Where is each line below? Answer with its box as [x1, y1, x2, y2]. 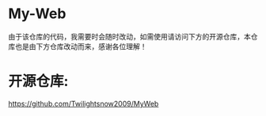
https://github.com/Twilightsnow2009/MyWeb [8, 99, 159, 108]
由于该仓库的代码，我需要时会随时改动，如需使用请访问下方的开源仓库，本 [8, 32, 251, 41]
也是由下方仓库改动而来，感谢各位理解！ [14, 41, 147, 51]
